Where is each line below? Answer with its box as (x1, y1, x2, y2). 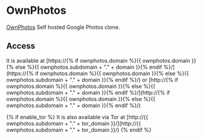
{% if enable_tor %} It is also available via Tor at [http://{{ (6, 113, 149, 120)
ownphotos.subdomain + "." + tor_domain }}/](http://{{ (6, 120, 141, 127)
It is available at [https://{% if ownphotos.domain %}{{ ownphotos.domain (6, 57, 191, 64)
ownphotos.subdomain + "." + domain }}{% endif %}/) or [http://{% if (6, 76, 178, 83)
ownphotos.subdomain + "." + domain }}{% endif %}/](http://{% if (6, 88, 171, 96)
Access (6, 41, 35, 51)
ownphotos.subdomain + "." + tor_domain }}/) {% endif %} (6, 126, 152, 133)
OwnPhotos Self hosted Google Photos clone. (6, 23, 120, 31)
